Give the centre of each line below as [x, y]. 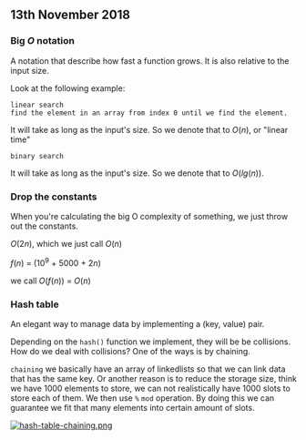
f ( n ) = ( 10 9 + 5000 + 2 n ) [56, 261]
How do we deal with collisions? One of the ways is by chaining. [131, 351]
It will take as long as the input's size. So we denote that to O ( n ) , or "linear [149, 129]
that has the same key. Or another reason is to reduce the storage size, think [153, 378]
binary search [37, 156]
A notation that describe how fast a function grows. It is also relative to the [150, 61]
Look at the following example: [68, 88]
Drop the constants [54, 197]
